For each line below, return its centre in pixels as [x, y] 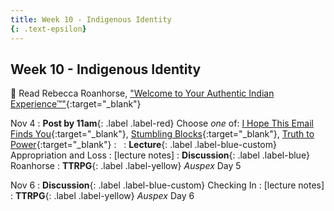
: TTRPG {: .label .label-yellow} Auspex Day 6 [102, 196]
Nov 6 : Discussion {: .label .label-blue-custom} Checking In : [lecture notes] [167, 185]
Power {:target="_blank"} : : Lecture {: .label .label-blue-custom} [143, 145]
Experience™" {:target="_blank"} [76, 104]
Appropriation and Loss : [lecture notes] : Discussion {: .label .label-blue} [160, 155]
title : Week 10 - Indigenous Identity [91, 19]
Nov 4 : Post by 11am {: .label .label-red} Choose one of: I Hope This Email [162, 123]
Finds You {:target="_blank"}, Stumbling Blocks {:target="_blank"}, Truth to [162, 134]
